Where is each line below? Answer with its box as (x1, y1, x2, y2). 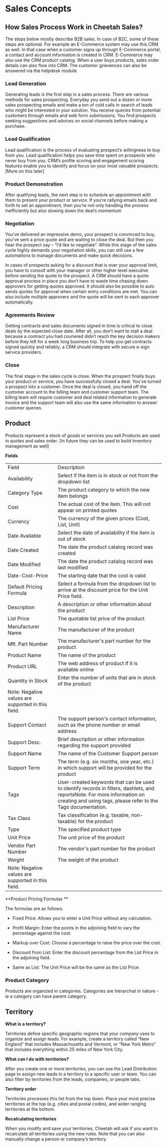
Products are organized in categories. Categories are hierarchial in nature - (5, 988, 159, 994)
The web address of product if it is (58, 660, 138, 667)
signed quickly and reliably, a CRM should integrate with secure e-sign (5, 344, 150, 350)
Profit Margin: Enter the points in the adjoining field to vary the (12, 925, 140, 931)
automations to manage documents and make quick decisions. (5, 252, 133, 259)
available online (58, 666, 94, 673)
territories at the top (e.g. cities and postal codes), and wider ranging (5, 1101, 147, 1107)
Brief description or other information (58, 735, 145, 742)
